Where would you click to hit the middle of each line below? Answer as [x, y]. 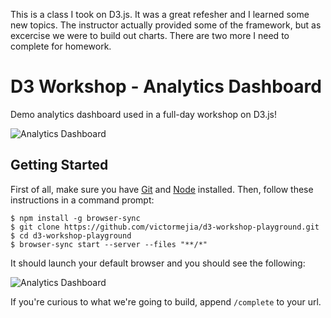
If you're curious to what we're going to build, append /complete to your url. [166, 301]
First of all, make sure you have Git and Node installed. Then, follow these [162, 189]
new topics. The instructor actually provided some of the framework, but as [166, 25]
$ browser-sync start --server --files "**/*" [109, 244]
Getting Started [59, 165]
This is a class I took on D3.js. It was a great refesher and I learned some [160, 14]
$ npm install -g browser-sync [75, 218]
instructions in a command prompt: [82, 200]
